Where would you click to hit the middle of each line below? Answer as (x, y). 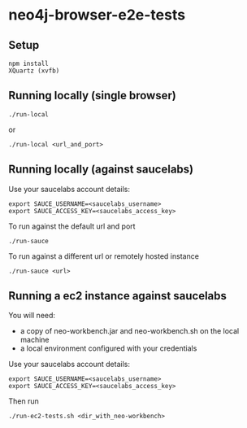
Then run (24, 401)
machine (35, 340)
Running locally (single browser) (92, 96)
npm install (28, 63)
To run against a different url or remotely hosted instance (104, 256)
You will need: (32, 316)
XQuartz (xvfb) (34, 71)
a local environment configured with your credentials (108, 348)
